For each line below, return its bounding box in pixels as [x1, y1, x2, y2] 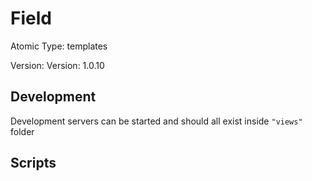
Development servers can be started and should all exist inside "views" [10, 115, 303, 127]
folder [10, 125, 35, 137]
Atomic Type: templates [10, 40, 108, 52]
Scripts [10, 155, 57, 172]
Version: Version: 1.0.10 [10, 59, 105, 71]
